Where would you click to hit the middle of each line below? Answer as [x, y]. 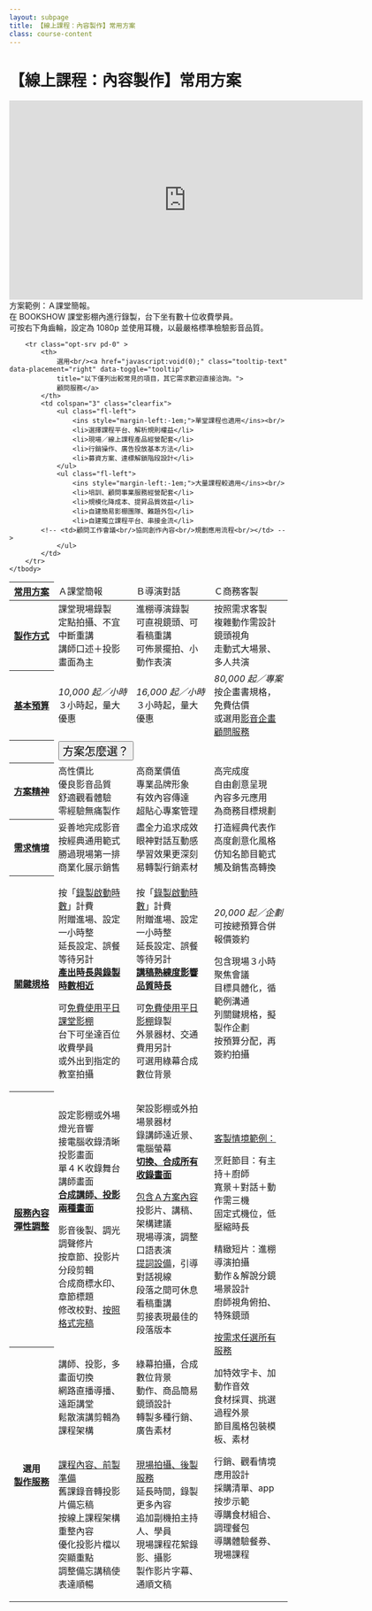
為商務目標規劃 [245, 811]
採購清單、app [244, 1488]
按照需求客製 [240, 609]
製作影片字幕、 [167, 1571]
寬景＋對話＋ [240, 1187]
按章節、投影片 [89, 1257]
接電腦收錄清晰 [89, 1142]
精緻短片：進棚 [245, 1249]
